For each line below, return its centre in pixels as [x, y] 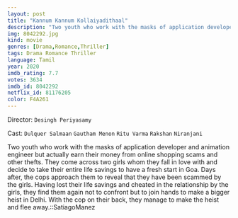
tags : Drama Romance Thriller [52, 54]
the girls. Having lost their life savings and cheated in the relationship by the [118, 184]
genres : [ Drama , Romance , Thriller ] [58, 47]
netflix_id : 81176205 [39, 93]
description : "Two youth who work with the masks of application [106, 27]
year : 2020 [23, 67]
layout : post [27, 14]
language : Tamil [31, 60]
